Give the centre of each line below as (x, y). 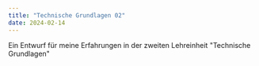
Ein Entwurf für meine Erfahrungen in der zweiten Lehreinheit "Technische (129, 45)
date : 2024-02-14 (37, 23)
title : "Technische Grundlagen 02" (67, 15)
